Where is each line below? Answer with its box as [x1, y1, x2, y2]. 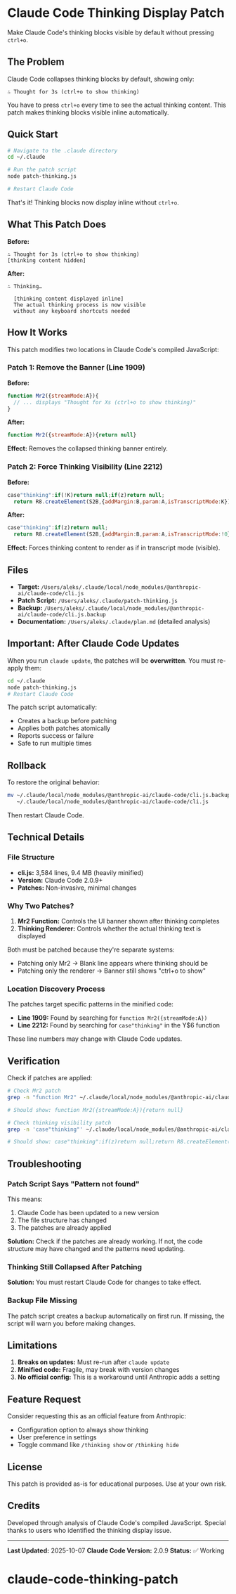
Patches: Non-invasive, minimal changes [17, 883, 137, 892]
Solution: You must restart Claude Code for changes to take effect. [7, 1278, 202, 1287]
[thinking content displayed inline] [13, 295, 124, 302]
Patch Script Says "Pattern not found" [7, 1179, 140, 1188]
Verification [7, 1055, 60, 1067]
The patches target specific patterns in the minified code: [7, 1000, 174, 1009]
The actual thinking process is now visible [13, 301, 146, 309]
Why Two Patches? [7, 901, 74, 911]
